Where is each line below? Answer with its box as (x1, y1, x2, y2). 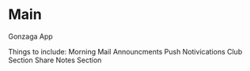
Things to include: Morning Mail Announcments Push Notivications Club (8, 47, 243, 56)
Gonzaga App (8, 32, 53, 41)
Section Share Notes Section (8, 55, 102, 65)
